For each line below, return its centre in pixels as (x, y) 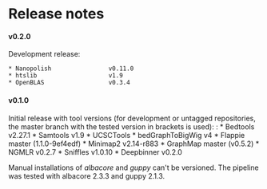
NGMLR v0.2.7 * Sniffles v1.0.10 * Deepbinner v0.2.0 (95, 152)
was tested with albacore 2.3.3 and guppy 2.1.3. (87, 175)
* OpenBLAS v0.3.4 (69, 83)
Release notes (56, 14)
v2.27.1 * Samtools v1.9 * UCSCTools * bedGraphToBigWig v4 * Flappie (127, 135)
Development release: (44, 54)
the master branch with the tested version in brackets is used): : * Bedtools (132, 126)
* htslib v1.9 (66, 76)
